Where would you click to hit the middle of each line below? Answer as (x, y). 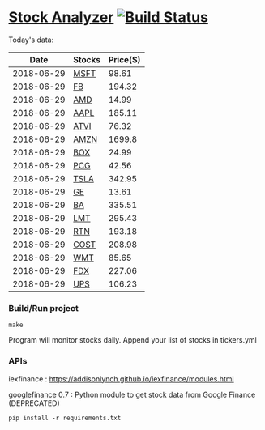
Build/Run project (43, 308)
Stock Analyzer (61, 17)
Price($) (124, 59)
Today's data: (31, 40)
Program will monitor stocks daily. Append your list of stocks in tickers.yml (132, 340)
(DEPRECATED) (34, 403)
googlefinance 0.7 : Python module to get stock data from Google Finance (132, 394)
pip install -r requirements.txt (65, 418)
